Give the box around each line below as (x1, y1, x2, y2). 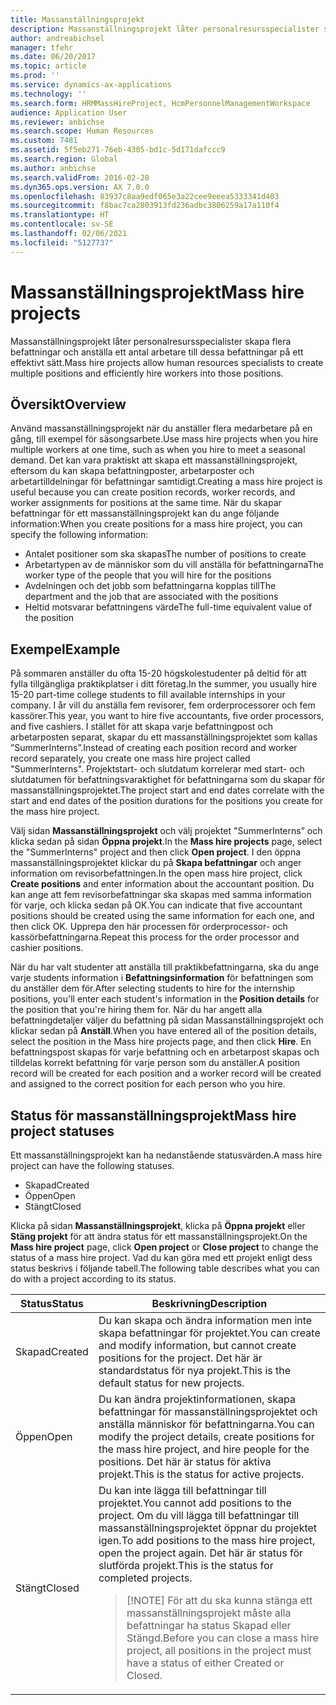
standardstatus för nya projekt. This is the (98, 1364, 292, 1377)
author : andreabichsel (10, 33, 105, 43)
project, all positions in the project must (126, 1644, 312, 1657)
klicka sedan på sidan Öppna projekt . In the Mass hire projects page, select (10, 836, 323, 848)
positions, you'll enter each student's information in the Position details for (10, 993, 320, 1005)
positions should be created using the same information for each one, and (10, 910, 315, 922)
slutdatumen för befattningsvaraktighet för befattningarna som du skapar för (10, 774, 326, 786)
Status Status (19, 1297, 84, 1310)
